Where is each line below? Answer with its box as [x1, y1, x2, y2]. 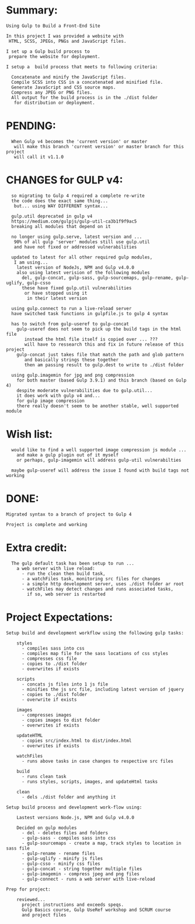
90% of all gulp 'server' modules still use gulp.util [13, 238, 150, 245]
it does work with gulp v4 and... [16, 393, 100, 398]
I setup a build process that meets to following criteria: [6, 64, 158, 70]
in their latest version [27, 295, 88, 301]
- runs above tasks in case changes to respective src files [21, 758, 174, 764]
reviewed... [16, 896, 46, 902]
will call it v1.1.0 [13, 154, 64, 160]
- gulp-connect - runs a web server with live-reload [21, 876, 156, 882]
